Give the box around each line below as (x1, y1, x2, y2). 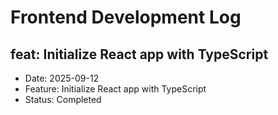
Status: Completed (24, 94, 102, 105)
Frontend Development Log (10, 6, 242, 29)
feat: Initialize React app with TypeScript (10, 46, 269, 63)
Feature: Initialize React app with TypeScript (24, 83, 207, 95)
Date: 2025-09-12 (24, 72, 100, 84)
